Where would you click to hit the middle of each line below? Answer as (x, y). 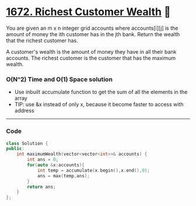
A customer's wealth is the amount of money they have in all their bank (91, 51)
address (24, 111)
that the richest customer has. (42, 40)
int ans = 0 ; (43, 160)
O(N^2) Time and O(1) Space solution (59, 79)
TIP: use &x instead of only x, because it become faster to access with (99, 104)
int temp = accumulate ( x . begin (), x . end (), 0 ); (93, 170)
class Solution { (27, 143)
